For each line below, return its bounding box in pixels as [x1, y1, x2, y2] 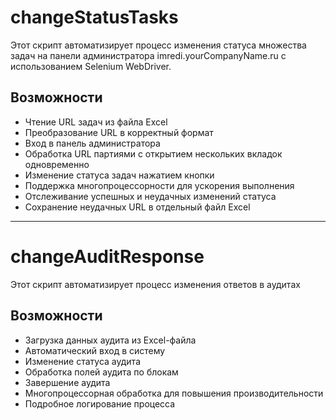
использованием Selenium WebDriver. [10, 60, 172, 72]
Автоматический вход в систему [24, 344, 166, 356]
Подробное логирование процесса [24, 397, 176, 410]
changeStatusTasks [10, 6, 179, 29]
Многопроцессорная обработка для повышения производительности [24, 387, 324, 399]
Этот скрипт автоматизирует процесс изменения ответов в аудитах [10, 278, 301, 290]
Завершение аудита [24, 376, 111, 388]
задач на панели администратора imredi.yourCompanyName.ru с [10, 49, 287, 61]
